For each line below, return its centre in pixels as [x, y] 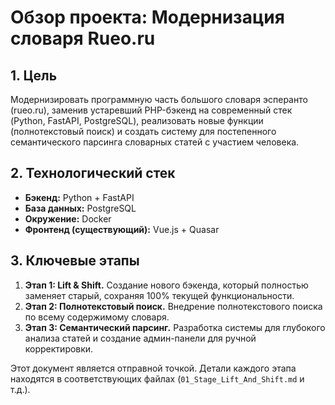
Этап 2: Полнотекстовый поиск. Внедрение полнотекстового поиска [173, 306]
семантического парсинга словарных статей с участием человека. [155, 142]
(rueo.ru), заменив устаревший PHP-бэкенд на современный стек [151, 110]
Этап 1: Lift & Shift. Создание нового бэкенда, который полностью [166, 285]
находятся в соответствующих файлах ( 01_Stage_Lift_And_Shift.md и [157, 378]
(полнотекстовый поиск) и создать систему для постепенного [143, 131]
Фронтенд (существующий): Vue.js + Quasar [122, 229]
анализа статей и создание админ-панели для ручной [140, 338]
